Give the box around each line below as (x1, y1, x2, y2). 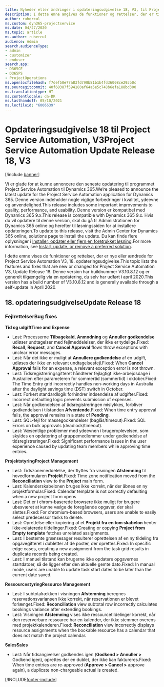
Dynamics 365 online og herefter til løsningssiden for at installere (5, 223, 136, 229)
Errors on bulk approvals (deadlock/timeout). (12, 422, 102, 428)
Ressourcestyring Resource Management (5, 581, 91, 587)
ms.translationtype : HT (5, 89, 54, 94)
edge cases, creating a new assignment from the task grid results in (12, 545, 149, 552)
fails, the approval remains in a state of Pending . (12, 412, 110, 418)
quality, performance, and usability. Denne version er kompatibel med (5, 207, 145, 213)
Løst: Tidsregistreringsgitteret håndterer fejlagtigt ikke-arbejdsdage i (12, 370, 150, 376)
